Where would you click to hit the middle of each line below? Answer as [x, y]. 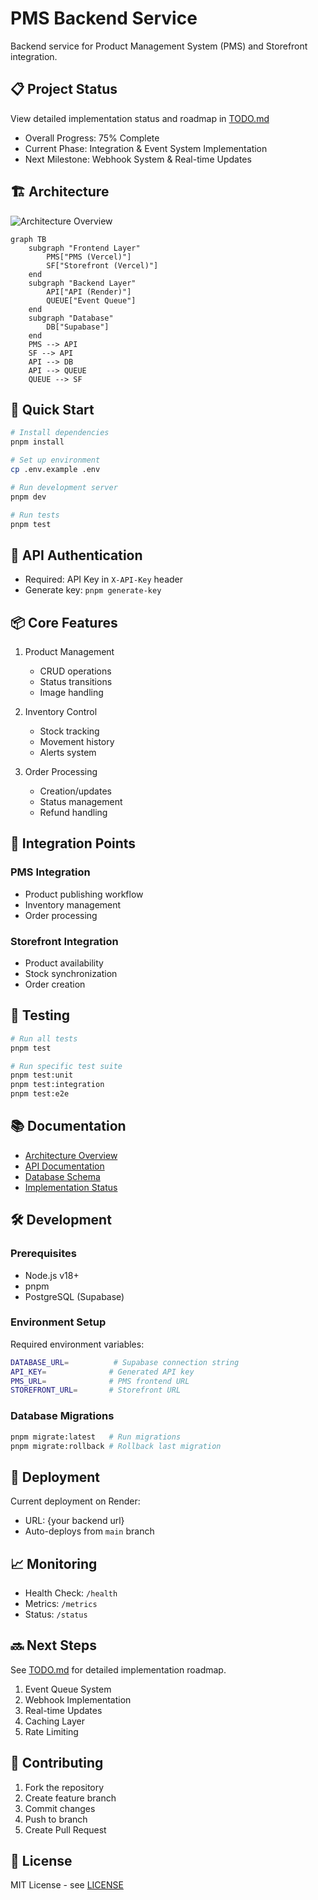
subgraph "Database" [71, 318]
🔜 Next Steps [53, 1645]
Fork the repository [64, 1787]
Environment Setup [58, 1322]
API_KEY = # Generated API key [102, 1372]
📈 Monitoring [54, 1563]
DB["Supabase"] [78, 327]
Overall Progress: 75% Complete [92, 138]
